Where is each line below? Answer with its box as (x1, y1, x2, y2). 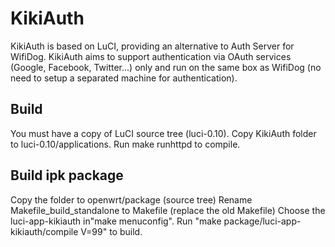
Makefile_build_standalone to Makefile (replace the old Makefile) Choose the (10, 204, 326, 216)
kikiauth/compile (10, 225, 79, 237)
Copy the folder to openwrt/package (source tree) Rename (10, 193, 253, 206)
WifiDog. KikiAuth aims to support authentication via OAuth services (10, 50, 292, 62)
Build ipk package (10, 167, 124, 184)
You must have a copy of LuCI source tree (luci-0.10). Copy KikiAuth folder (10, 127, 317, 139)
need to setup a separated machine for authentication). (10, 72, 238, 84)
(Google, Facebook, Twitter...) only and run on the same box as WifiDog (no (10, 61, 322, 73)
